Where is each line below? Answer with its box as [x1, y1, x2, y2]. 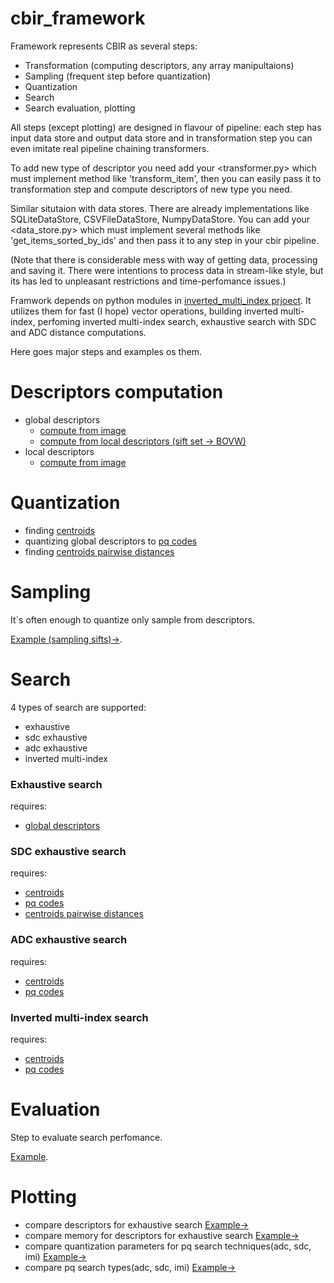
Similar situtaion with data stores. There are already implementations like [10, 202, 310, 214]
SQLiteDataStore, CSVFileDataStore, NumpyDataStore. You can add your [10, 213, 311, 225]
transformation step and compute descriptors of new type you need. [10, 183, 293, 195]
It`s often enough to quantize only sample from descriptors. [10, 613, 255, 626]
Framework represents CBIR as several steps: [10, 40, 198, 52]
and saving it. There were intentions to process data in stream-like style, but [10, 264, 324, 276]
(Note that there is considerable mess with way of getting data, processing [10, 253, 318, 266]
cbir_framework [10, 7, 146, 30]
